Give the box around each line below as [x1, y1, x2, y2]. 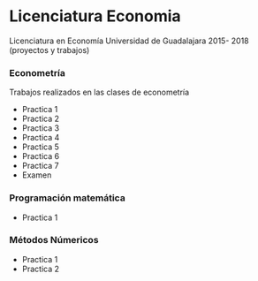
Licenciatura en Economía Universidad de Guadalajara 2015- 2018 [9, 35, 249, 46]
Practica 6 [21, 151, 60, 162]
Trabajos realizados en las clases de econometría [9, 87, 190, 98]
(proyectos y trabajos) [9, 44, 90, 55]
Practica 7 [21, 161, 59, 171]
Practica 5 [21, 141, 60, 152]
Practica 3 [21, 123, 60, 133]
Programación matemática [9, 192, 125, 204]
